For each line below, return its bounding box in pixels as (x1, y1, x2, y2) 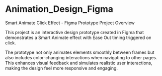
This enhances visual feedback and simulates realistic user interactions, (5, 60, 153, 66)
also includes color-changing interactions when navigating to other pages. (5, 54, 158, 60)
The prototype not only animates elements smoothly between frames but (5, 49, 155, 55)
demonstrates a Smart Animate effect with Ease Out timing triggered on (5, 35, 152, 40)
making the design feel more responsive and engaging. (5, 65, 118, 71)
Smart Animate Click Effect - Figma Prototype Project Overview (5, 20, 135, 26)
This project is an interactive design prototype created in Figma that (5, 29, 144, 35)
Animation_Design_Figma (5, 3, 113, 15)
